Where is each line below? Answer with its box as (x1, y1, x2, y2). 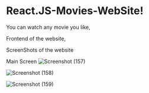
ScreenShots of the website (6, 46, 74, 54)
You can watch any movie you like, (6, 24, 90, 31)
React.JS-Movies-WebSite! (6, 4, 144, 18)
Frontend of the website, (6, 35, 66, 42)
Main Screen (6, 58, 37, 65)
